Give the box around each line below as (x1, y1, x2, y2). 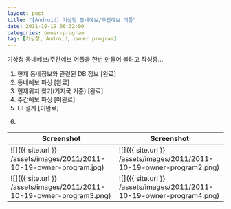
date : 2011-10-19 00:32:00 (7, 23, 85, 29)
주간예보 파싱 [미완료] (16, 95, 76, 103)
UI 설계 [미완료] (16, 104, 60, 112)
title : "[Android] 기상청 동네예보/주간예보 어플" (7, 16, 136, 23)
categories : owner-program (7, 29, 85, 36)
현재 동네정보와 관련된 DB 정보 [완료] (16, 70, 117, 78)
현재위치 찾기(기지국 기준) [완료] (16, 87, 104, 95)
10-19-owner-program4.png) (119, 191, 220, 201)
